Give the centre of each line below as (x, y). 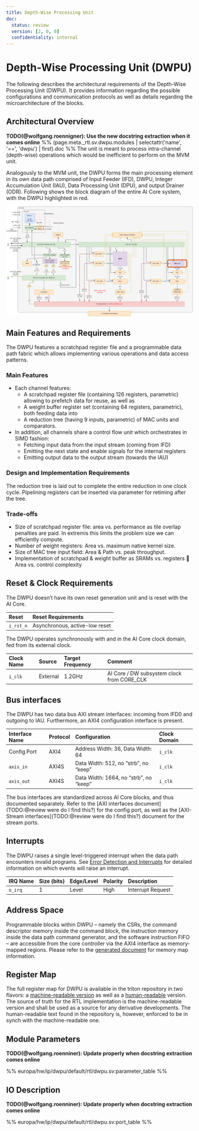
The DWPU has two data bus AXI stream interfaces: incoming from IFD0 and (99, 714)
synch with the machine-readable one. (53, 1021)
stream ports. (23, 822)
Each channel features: (43, 388)
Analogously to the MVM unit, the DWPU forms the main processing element (99, 173)
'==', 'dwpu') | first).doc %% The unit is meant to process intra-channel (94, 148)
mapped (16, 949)
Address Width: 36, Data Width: (113, 749)
